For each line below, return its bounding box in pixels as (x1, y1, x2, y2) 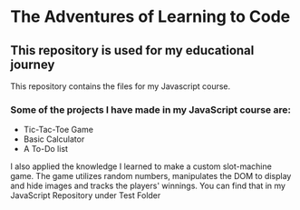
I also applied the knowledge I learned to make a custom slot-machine (10, 161, 273, 172)
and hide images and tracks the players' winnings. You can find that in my (10, 180, 286, 192)
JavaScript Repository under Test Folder (10, 190, 161, 201)
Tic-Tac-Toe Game (23, 125, 94, 135)
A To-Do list (23, 144, 69, 155)
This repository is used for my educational (10, 43, 255, 58)
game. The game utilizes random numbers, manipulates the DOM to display (10, 171, 292, 182)
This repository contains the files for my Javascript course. (10, 81, 231, 92)
